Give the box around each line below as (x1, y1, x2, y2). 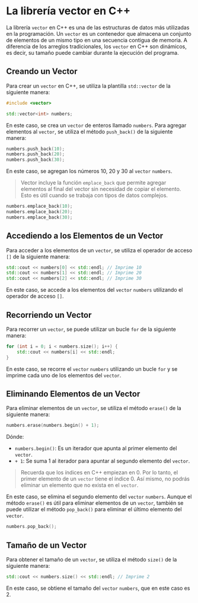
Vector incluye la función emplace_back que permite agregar (20, 179, 167, 186)
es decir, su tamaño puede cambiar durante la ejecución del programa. (6, 49, 179, 56)
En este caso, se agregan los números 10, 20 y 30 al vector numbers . (6, 168, 173, 175)
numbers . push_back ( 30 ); (6, 157, 65, 163)
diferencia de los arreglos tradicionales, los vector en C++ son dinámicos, (6, 43, 187, 50)
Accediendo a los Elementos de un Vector (6, 231, 164, 241)
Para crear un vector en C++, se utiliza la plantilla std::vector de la (6, 82, 171, 89)
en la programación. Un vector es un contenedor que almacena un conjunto (6, 30, 191, 37)
